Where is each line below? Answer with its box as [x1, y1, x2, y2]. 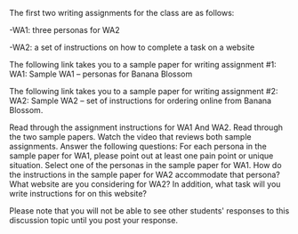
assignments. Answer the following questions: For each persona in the [9, 141, 267, 151]
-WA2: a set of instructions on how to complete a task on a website [9, 42, 255, 52]
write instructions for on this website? [9, 189, 147, 198]
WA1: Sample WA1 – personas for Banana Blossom [9, 69, 193, 79]
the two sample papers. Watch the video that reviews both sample [9, 132, 252, 141]
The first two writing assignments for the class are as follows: [9, 8, 235, 18]
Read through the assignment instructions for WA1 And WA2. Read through [9, 122, 283, 133]
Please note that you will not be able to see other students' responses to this [9, 206, 290, 216]
